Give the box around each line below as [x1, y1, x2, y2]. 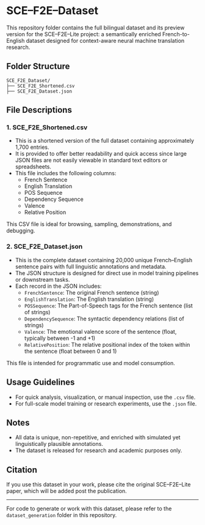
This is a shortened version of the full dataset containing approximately [15, 137, 194, 145]
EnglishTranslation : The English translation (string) [24, 295, 154, 303]
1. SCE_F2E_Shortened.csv [6, 123, 88, 132]
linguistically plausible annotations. [15, 440, 104, 448]
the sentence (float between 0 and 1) [24, 347, 117, 355]
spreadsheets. [15, 163, 52, 170]
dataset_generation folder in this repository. [6, 512, 117, 519]
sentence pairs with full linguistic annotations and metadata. [15, 263, 167, 270]
